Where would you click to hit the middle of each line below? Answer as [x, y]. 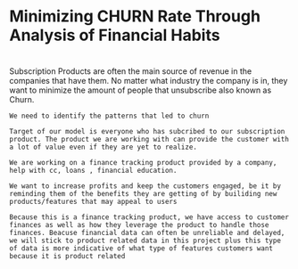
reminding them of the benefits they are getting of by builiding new [143, 194]
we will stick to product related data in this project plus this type [145, 241]
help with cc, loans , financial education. [93, 171]
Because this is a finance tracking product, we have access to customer [149, 217]
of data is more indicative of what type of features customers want [141, 249]
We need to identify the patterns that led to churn [109, 116]
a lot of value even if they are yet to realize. [103, 147]
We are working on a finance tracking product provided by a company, [143, 163]
